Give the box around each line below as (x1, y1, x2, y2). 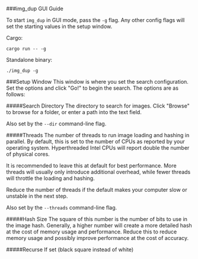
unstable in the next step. (6, 192, 68, 200)
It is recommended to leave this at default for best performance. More (6, 162, 177, 169)
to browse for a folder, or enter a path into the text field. (6, 109, 142, 115)
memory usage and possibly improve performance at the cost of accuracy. (6, 235, 189, 241)
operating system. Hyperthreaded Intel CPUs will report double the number (6, 144, 190, 151)
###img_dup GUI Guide (6, 5, 63, 12)
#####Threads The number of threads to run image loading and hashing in (6, 132, 190, 138)
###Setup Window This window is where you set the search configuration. (6, 78, 189, 85)
